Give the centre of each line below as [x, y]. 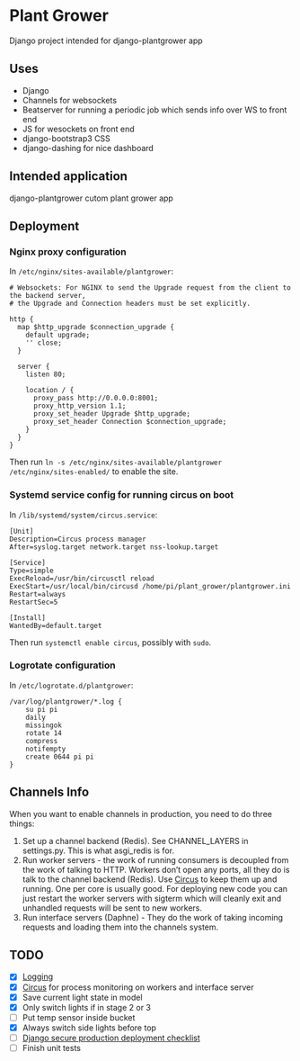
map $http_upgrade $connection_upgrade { [96, 328]
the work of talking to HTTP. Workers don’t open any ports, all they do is [156, 869]
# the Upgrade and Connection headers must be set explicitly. [130, 304]
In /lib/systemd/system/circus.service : [84, 515]
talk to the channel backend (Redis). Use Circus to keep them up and [150, 879]
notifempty [46, 749]
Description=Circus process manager [78, 539]
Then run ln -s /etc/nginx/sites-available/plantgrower [116, 462]
